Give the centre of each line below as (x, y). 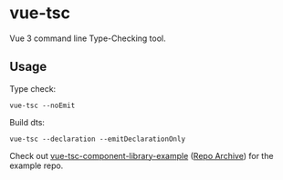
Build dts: (27, 122)
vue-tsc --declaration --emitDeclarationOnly (97, 139)
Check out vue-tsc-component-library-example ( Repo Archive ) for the (141, 155)
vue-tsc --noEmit (42, 105)
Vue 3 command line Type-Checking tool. (88, 38)
